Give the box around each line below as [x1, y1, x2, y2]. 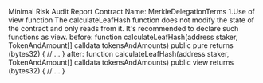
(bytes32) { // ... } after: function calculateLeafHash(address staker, [8, 49, 230, 58]
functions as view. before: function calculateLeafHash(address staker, [8, 32, 238, 41]
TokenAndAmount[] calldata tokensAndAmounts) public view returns [8, 57, 234, 67]
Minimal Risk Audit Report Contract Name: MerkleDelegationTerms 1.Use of [8, 7, 255, 16]
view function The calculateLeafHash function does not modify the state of [8, 15, 255, 25]
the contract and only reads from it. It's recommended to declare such [8, 24, 239, 33]
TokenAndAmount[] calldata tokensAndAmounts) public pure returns [8, 41, 234, 50]
